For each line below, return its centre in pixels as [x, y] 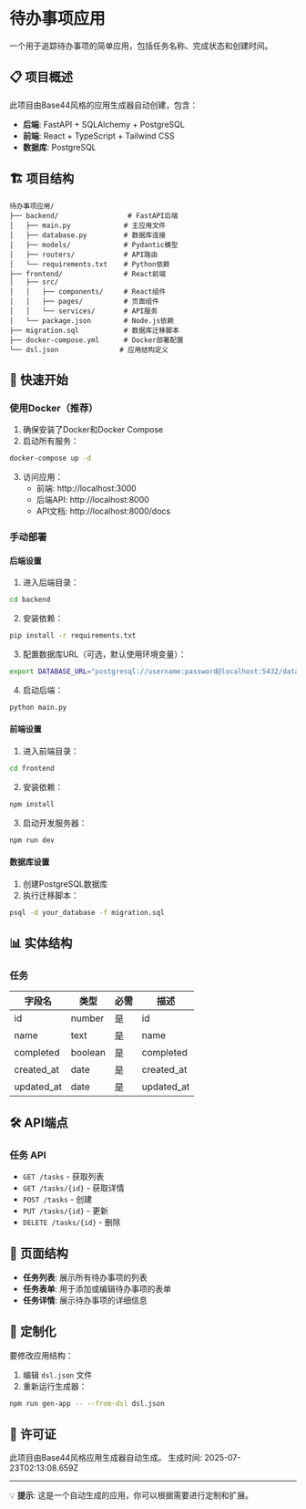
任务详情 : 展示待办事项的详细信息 [85, 1300]
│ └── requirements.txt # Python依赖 [90, 264]
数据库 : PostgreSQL [60, 147]
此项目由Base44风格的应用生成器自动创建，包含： [104, 105]
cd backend [30, 600]
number [87, 1018]
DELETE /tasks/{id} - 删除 [71, 1223]
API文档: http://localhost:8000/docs [103, 511]
